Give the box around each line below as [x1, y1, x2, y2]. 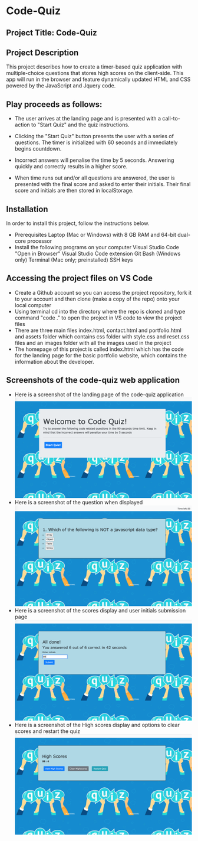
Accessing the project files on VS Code [6, 273, 153, 283]
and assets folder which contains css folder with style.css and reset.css [14, 333, 190, 340]
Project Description [6, 47, 79, 57]
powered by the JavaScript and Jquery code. [6, 82, 116, 89]
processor [27, 237, 52, 245]
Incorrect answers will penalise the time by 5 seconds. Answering [14, 157, 174, 164]
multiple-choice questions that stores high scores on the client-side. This [6, 70, 184, 77]
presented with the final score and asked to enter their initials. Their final [14, 181, 191, 188]
